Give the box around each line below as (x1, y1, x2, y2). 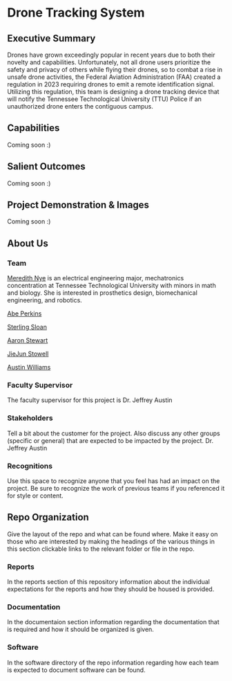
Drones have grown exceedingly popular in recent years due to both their (7, 51, 215, 59)
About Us (7, 237, 48, 249)
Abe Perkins (7, 309, 42, 318)
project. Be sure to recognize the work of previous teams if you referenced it (7, 484, 225, 493)
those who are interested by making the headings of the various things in (7, 537, 215, 545)
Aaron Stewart (7, 336, 48, 345)
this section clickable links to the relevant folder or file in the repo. (7, 545, 195, 553)
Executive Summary (7, 33, 96, 44)
